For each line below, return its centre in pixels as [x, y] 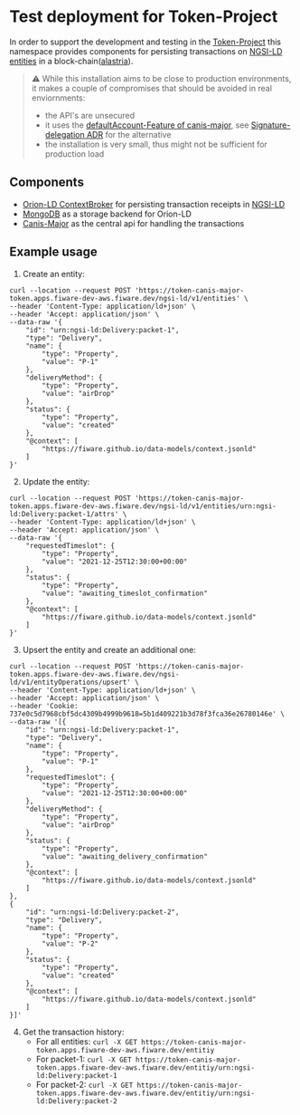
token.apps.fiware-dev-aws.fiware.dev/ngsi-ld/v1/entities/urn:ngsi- [143, 506]
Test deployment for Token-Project [144, 17]
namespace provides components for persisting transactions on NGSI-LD [146, 51]
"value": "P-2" [70, 944]
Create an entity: [53, 274]
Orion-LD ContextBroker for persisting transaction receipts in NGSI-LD [154, 204]
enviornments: [58, 98]
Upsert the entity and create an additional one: [109, 649]
